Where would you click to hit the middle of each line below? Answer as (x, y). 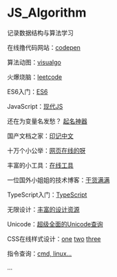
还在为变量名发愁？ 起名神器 (47, 121)
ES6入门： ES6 (28, 91)
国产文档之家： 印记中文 (40, 136)
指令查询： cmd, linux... (40, 253)
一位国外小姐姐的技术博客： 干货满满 (58, 180)
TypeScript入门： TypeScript (47, 195)
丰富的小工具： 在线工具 (40, 165)
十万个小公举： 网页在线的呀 (46, 150)
